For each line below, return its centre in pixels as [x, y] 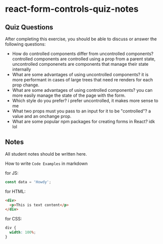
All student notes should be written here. [46, 154]
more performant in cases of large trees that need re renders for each [82, 80]
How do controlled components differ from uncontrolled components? [83, 54]
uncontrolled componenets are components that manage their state [80, 64]
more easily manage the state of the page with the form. [69, 95]
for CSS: [13, 219]
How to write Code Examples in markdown [47, 163]
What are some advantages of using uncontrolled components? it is [80, 74]
